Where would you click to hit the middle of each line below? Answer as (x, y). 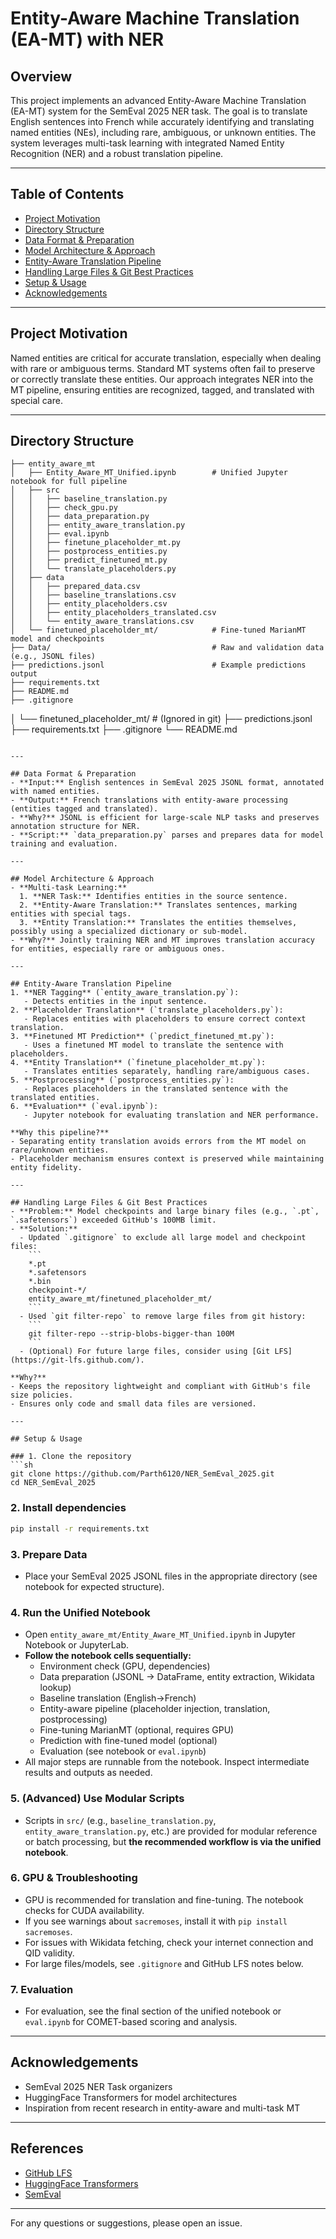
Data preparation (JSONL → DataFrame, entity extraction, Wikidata (177, 1677)
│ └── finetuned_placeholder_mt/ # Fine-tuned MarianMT (158, 630)
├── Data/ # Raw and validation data (167, 648)
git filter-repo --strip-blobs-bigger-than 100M (131, 1334)
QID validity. (49, 1953)
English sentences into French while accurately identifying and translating (162, 121)
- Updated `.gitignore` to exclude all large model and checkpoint (163, 1238)
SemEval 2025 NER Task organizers (98, 2086)
